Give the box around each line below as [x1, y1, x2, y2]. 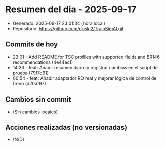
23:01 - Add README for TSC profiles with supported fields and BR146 [12, 54, 160, 60]
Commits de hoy [5, 40, 58, 49]
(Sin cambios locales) [12, 109, 58, 115]
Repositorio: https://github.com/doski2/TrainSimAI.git [12, 25, 124, 31]
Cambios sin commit [5, 95, 71, 104]
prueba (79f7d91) [12, 70, 49, 76]
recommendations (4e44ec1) [12, 59, 73, 65]
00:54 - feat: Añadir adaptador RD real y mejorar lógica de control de [12, 75, 157, 81]
